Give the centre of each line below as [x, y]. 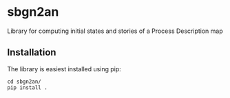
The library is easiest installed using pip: [64, 69]
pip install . [28, 87]
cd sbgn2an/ [24, 82]
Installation [32, 52]
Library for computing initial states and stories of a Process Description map [115, 31]
